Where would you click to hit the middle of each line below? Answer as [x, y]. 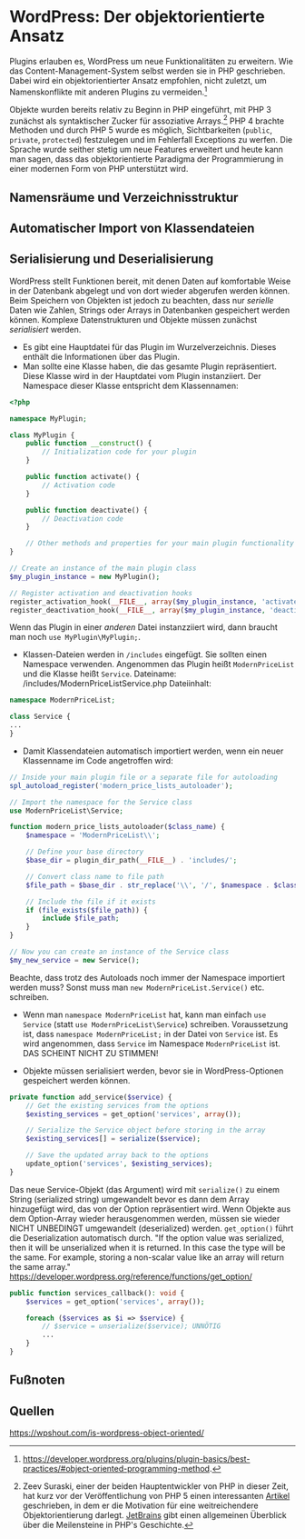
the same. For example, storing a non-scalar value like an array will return [147, 1257]
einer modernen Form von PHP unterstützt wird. [99, 169]
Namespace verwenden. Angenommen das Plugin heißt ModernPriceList [158, 665]
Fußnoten [37, 1380]
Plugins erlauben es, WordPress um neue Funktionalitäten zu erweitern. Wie [151, 61]
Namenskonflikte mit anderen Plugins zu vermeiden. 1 [108, 91]
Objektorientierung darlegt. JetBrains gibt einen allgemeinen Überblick [155, 1515]
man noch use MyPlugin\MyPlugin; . [75, 637]
